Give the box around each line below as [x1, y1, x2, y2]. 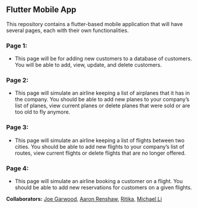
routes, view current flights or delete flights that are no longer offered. [14, 149, 186, 156]
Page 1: [6, 41, 28, 50]
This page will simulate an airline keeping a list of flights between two [14, 136, 185, 144]
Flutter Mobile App [6, 5, 77, 15]
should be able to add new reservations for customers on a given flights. [14, 184, 192, 191]
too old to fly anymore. [14, 108, 71, 116]
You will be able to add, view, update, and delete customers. [14, 62, 162, 69]
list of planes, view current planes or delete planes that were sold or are [14, 102, 190, 109]
